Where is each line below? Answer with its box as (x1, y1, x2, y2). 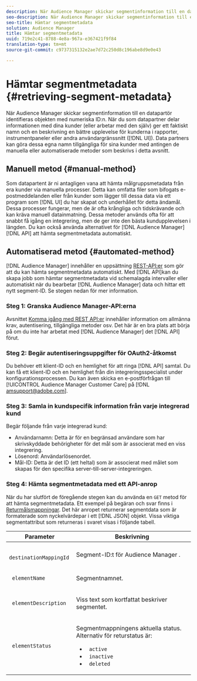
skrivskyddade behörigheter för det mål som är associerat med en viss (14, 440, 186, 447)
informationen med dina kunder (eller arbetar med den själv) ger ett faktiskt (6, 122, 188, 129)
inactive (89, 653, 113, 660)
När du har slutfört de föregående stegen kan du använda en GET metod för (6, 493, 187, 500)
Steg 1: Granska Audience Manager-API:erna (6, 302, 137, 310)
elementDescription (12, 600, 66, 606)
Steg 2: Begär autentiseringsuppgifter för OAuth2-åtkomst (6, 348, 177, 357)
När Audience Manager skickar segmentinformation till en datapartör (6, 109, 172, 117)
